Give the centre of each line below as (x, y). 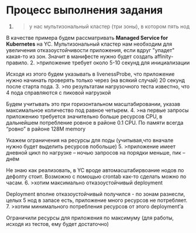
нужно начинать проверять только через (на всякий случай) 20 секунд (96, 80)
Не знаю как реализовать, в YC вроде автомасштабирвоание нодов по (95, 170)
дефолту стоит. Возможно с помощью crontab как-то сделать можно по (96, 176)
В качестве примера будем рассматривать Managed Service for (87, 37)
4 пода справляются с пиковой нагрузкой (59, 92)
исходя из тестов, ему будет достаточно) (58, 224)
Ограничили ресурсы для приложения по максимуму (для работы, (90, 218)
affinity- (164, 56)
